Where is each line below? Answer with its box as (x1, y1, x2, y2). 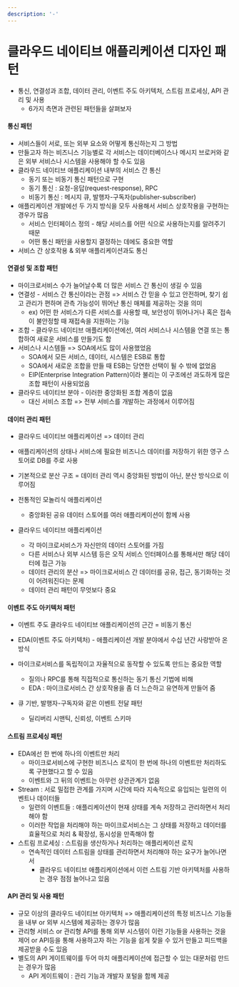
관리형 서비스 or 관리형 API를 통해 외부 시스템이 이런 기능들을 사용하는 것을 (17, 926, 226, 936)
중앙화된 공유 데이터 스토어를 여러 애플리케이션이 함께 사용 (28, 511, 191, 519)
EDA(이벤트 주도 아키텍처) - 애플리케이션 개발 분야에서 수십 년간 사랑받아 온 (17, 636, 228, 644)
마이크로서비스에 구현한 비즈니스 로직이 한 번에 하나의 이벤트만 (28, 758, 202, 766)
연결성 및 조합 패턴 (7, 264, 59, 272)
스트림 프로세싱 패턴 (7, 731, 63, 740)
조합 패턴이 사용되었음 (28, 379, 91, 388)
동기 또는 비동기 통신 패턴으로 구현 (28, 174, 124, 183)
